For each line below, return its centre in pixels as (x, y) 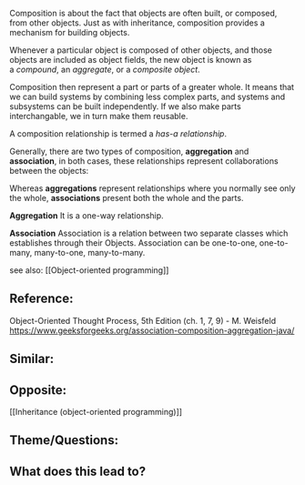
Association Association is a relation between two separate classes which (149, 233)
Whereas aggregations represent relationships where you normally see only (152, 188)
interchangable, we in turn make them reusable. (99, 116)
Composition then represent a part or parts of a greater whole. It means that (152, 87)
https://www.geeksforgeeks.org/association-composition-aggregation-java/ (152, 330)
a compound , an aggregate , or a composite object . (105, 69)
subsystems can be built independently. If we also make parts (125, 106)
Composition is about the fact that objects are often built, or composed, (143, 13)
